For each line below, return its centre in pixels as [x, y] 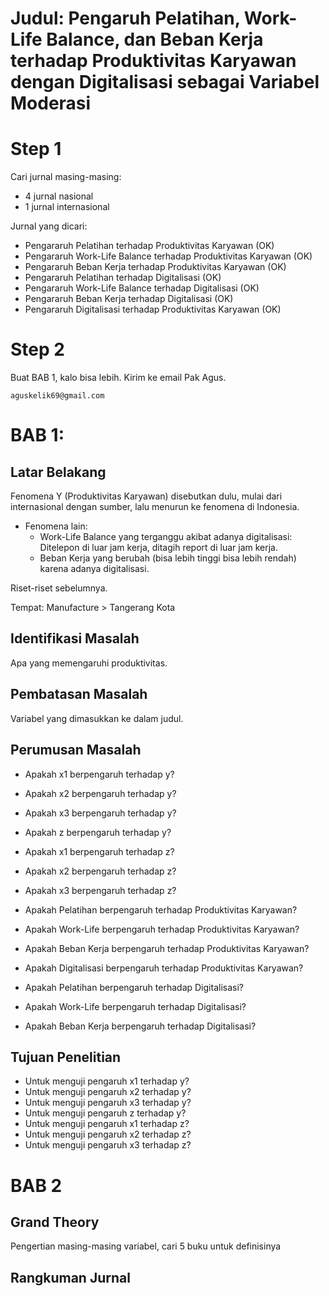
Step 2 [37, 349]
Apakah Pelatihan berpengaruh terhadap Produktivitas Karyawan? [161, 909]
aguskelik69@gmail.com [57, 396]
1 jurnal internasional [67, 207]
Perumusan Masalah [76, 750]
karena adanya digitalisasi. [94, 569]
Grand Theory [55, 1222]
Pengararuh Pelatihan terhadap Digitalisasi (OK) [123, 278]
